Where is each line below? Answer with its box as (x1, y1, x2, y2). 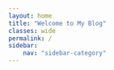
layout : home (8, 11, 53, 20)
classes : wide (8, 27, 57, 35)
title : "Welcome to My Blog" (8, 19, 107, 27)
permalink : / (8, 34, 53, 43)
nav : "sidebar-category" (23, 49, 107, 57)
